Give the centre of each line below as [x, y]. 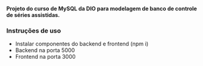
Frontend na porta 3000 [45, 56]
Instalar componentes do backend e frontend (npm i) [82, 44]
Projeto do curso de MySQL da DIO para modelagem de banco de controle [102, 8]
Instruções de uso [34, 30]
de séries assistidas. [33, 15]
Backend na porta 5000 [45, 50]
